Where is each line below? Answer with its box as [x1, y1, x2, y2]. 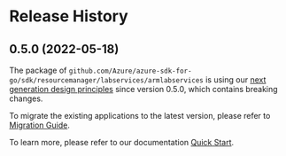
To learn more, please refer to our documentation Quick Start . [9, 137, 235, 147]
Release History [9, 6, 128, 27]
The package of [9, 65, 67, 75]
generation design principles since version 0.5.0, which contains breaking [9, 84, 278, 94]
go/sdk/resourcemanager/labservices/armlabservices [9, 76, 204, 85]
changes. [9, 93, 43, 104]
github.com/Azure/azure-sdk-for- [68, 66, 192, 75]
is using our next [205, 74, 267, 85]
